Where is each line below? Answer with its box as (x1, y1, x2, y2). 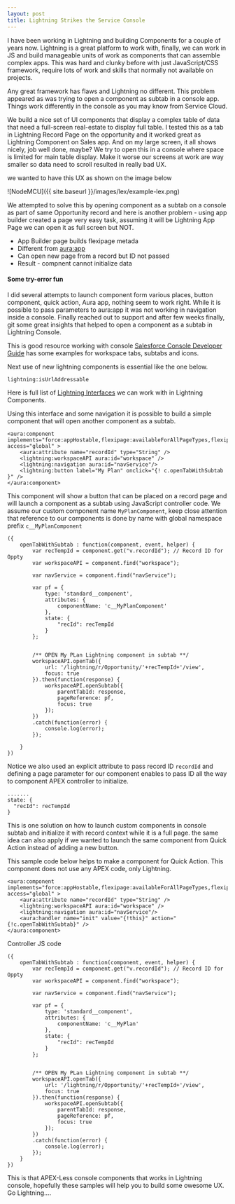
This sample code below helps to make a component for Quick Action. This (7, 856, 224, 866)
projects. (7, 73, 33, 81)
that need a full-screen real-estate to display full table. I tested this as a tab (7, 123, 224, 131)
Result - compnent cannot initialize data (17, 259, 133, 267)
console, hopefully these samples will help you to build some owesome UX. (7, 1181, 225, 1189)
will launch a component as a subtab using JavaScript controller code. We (7, 499, 221, 507)
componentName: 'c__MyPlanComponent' (57, 602, 168, 610)
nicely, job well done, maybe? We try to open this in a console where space (7, 145, 225, 153)
